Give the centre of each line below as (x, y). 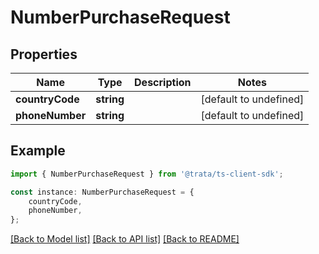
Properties (44, 54)
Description (163, 82)
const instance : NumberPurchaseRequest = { (102, 192)
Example (38, 151)
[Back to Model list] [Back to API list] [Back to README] (125, 239)
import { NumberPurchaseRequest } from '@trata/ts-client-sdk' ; (147, 174)
